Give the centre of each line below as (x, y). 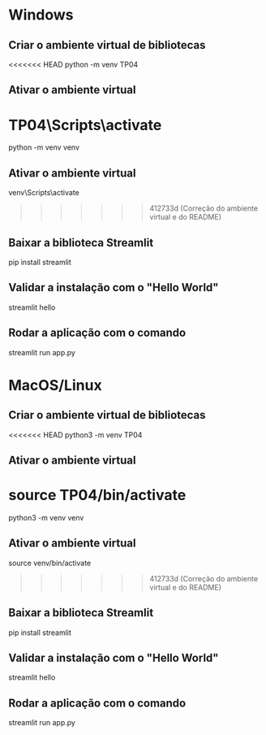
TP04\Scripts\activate (85, 125)
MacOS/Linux (56, 385)
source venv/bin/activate (50, 563)
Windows (41, 15)
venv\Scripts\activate (44, 193)
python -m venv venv (44, 147)
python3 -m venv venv (46, 517)
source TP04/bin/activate (97, 496)
